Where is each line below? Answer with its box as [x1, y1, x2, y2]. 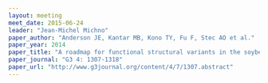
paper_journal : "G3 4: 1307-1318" [8, 56, 124, 64]
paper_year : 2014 [8, 41, 66, 49]
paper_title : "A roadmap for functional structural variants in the [8, 48, 241, 56]
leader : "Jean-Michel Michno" [8, 26, 109, 34]
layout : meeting [8, 11, 62, 20]
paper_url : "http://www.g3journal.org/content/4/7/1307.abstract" [8, 63, 234, 71]
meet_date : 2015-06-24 [8, 19, 84, 27]
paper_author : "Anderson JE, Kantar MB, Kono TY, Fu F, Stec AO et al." [8, 33, 255, 42]
